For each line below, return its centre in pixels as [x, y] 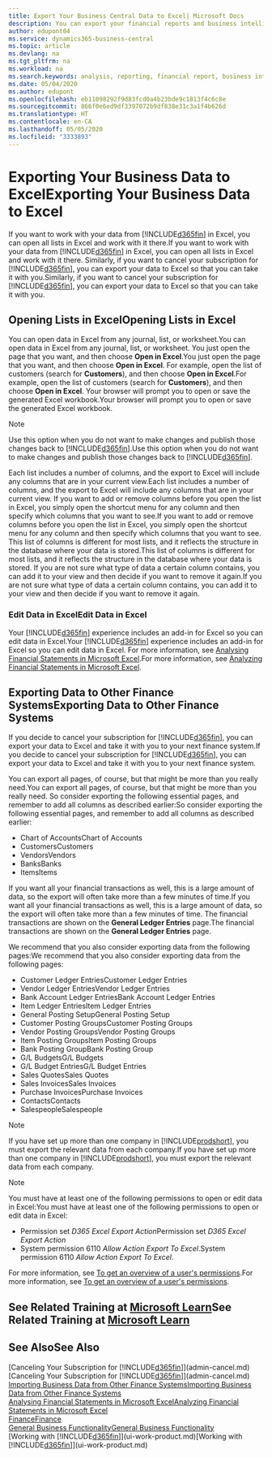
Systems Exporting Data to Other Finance [114, 705]
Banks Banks [41, 864]
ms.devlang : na [34, 54]
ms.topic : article [39, 46]
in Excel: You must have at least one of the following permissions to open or [134, 1207]
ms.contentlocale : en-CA [50, 122]
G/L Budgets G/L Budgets [62, 1058]
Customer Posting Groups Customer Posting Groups [106, 1023]
